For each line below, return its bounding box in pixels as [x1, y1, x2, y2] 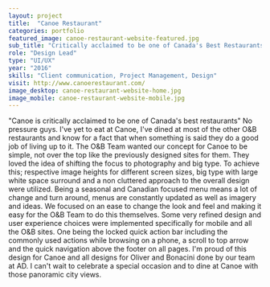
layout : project [8, 11, 63, 20]
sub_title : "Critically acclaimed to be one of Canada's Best [8, 42, 221, 50]
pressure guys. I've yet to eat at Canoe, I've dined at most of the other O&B [8, 125, 257, 134]
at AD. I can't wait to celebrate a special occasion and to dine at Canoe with [8, 261, 259, 271]
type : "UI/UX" [8, 57, 56, 65]
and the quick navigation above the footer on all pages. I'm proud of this [8, 244, 247, 254]
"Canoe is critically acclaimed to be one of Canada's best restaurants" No [8, 116, 253, 125]
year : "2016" [8, 64, 52, 72]
